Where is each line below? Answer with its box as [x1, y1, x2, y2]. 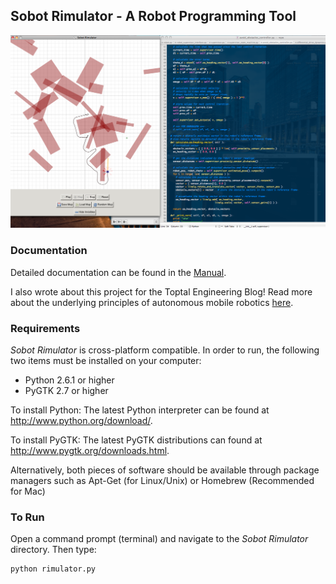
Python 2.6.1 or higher [24, 374, 115, 386]
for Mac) [10, 485, 46, 497]
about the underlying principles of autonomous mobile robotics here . [10, 296, 294, 308]
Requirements [10, 321, 81, 335]
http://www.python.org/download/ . [10, 415, 153, 426]
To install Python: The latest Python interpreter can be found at [10, 404, 270, 416]
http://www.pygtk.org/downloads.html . [10, 445, 170, 456]
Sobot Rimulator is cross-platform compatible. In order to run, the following [10, 344, 320, 356]
